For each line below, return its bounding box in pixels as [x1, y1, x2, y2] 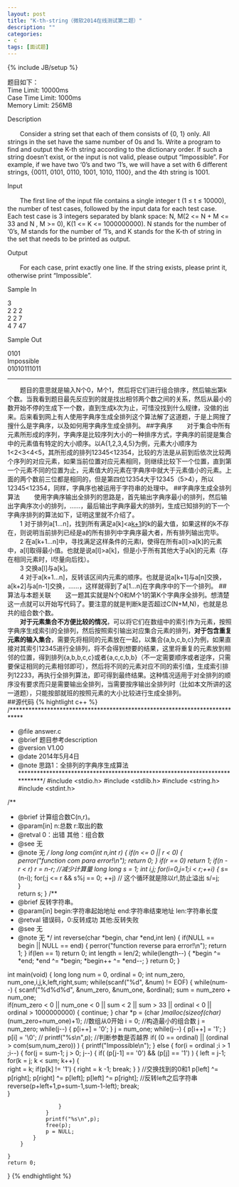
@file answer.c [17, 727, 62, 735]
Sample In [7, 285, 37, 293]
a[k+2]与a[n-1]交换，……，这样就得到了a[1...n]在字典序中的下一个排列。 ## [7, 582, 227, 590]
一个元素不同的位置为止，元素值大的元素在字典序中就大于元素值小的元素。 [7, 466, 225, 474]
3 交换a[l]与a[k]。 [19, 564, 72, 572]
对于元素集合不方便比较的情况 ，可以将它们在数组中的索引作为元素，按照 [20, 617, 232, 626]
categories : [7, 30, 43, 38]
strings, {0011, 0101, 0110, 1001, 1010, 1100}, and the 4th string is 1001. [7, 168, 211, 176]
